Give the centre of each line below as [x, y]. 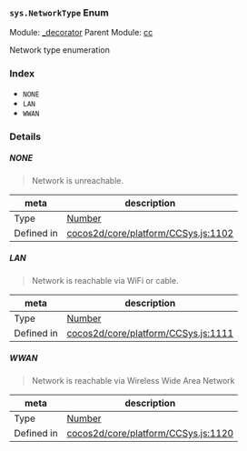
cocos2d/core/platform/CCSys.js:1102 [150, 234]
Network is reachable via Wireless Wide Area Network [133, 381]
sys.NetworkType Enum [59, 13]
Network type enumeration [60, 50]
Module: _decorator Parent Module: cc [81, 33]
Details [25, 136]
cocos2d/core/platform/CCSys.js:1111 [150, 334]
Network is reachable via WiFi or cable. [105, 281]
